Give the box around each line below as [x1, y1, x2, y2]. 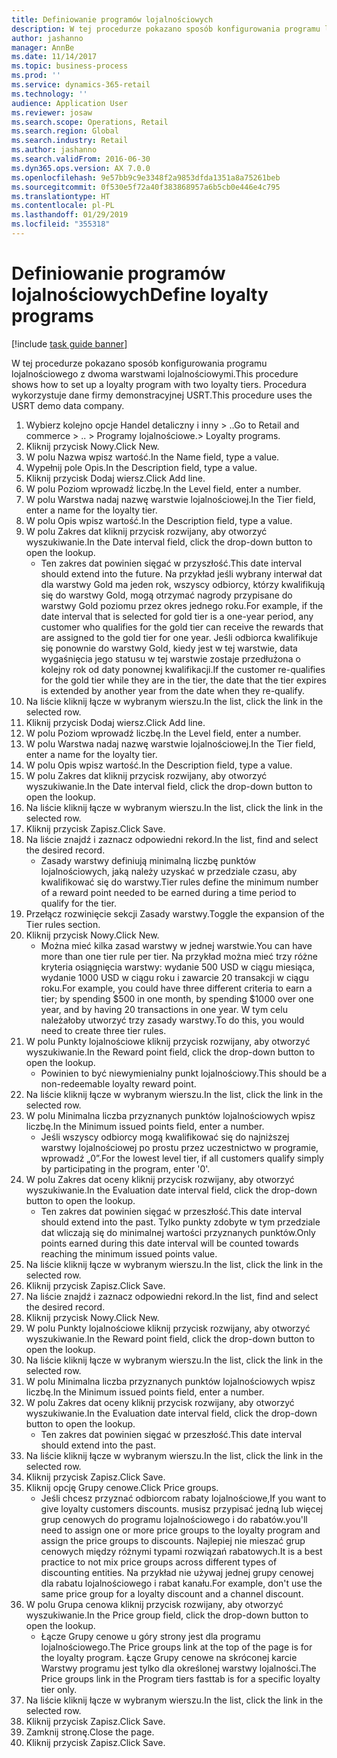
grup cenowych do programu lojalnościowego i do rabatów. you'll [40, 1513, 308, 1525]
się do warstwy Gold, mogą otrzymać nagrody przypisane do [40, 589, 293, 601]
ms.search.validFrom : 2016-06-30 [11, 154, 151, 164]
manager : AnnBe [11, 42, 75, 53]
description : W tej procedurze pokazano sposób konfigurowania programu [11, 24, 321, 34]
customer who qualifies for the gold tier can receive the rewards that [40, 621, 324, 633]
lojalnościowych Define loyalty [11, 284, 269, 306]
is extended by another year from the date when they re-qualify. [40, 684, 306, 696]
